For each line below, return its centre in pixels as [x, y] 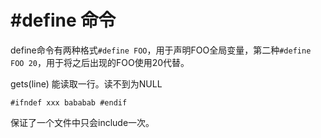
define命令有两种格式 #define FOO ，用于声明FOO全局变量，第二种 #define [161, 50]
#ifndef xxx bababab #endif [69, 102]
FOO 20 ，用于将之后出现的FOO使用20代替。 [100, 62]
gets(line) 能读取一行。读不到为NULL [86, 83]
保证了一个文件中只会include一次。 [82, 122]
